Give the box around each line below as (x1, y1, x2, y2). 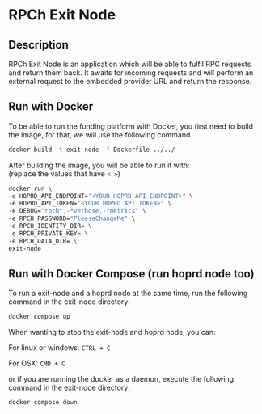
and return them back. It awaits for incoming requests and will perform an (8, 68, 254, 78)
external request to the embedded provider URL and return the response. (8, 77, 252, 86)
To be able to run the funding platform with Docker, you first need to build (8, 121, 253, 131)
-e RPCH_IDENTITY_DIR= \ (8, 222, 92, 230)
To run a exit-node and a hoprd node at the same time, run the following (8, 289, 248, 298)
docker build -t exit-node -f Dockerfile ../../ (8, 146, 175, 154)
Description (8, 38, 69, 52)
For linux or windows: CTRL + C (8, 343, 111, 353)
